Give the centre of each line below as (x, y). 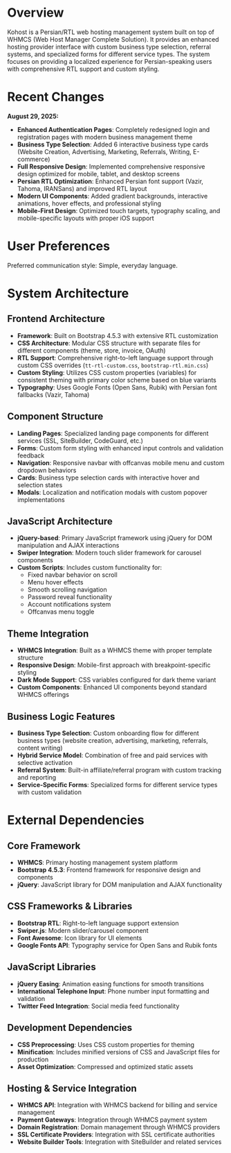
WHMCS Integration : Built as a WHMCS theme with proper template (114, 650)
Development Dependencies (70, 1028)
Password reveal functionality (70, 597)
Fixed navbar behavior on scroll (72, 575)
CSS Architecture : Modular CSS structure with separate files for (109, 343)
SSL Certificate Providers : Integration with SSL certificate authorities (116, 1135)
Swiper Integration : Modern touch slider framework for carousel (109, 553)
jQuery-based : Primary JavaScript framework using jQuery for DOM (114, 538)
